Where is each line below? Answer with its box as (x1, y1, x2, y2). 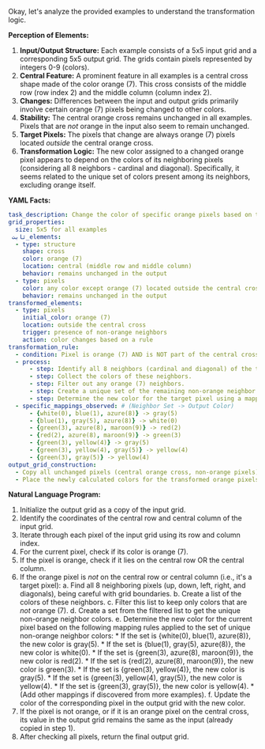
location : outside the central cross (22, 321, 147, 329)
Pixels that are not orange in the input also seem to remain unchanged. (19, 122, 250, 131)
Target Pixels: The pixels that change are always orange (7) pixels (19, 130, 235, 139)
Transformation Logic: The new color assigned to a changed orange (19, 146, 244, 156)
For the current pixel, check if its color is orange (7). (19, 547, 189, 557)
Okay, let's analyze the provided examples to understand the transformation (8, 7, 255, 16)
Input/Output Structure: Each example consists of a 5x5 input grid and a (19, 46, 257, 55)
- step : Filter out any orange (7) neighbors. (28, 380, 185, 388)
